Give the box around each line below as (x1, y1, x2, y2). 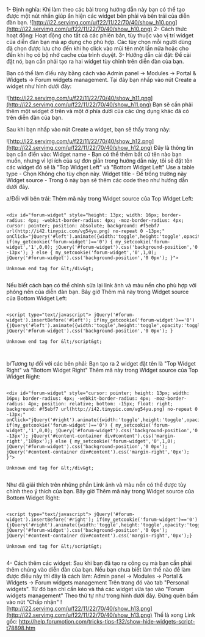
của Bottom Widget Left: (6, 295, 68, 302)
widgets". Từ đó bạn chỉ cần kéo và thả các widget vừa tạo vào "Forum (6, 586, 184, 592)
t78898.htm (6, 624, 35, 631)
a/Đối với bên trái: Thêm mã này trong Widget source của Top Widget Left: (6, 195, 194, 202)
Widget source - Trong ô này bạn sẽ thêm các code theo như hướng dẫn (6, 177, 189, 183)
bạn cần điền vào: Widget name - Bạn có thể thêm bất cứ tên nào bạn (6, 150, 182, 158)
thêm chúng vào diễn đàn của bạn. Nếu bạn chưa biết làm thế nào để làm (6, 566, 191, 573)
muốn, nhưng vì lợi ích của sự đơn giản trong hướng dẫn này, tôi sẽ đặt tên (6, 157, 193, 164)
